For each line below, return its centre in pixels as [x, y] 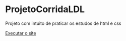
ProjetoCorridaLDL [45, 9]
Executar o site [21, 33]
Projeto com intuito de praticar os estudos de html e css [63, 23]
